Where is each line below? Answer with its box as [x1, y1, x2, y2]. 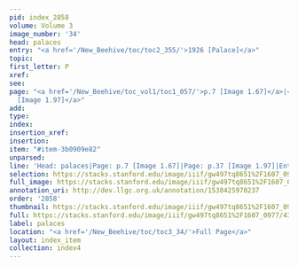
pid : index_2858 [9, 12, 69, 22]
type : [9, 112, 29, 121]
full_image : [9, 178, 53, 187]
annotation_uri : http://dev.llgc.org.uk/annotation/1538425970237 [9, 186, 260, 195]
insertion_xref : [9, 129, 69, 137]
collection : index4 [9, 244, 82, 253]
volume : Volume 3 [9, 21, 74, 30]
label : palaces [9, 219, 66, 228]
